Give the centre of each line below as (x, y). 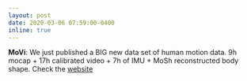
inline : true (30, 30)
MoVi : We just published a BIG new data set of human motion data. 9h (123, 53)
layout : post (30, 15)
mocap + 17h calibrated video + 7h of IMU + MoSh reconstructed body (123, 61)
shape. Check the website (51, 69)
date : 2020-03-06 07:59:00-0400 (61, 23)
